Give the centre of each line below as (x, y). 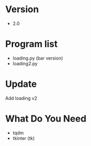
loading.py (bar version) (38, 58)
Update (21, 84)
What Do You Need (46, 119)
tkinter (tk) (24, 138)
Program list (32, 44)
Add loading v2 (21, 98)
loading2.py (25, 63)
